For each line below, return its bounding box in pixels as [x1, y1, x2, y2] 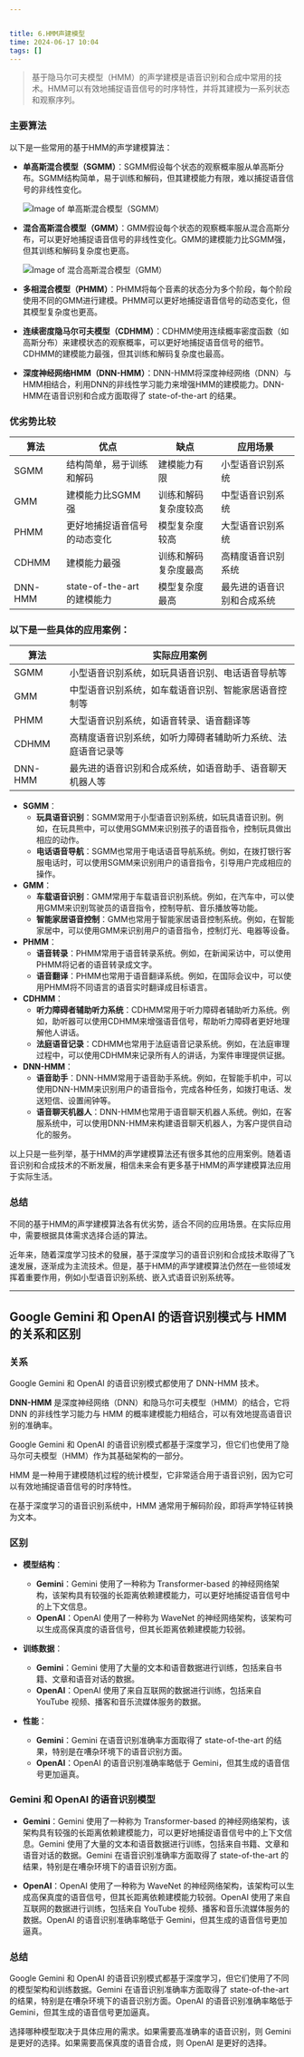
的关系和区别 [9, 1325, 81, 1342]
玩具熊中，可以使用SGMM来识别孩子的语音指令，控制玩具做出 [60, 823, 292, 834]
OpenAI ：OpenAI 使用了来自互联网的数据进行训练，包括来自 [35, 1684, 262, 1695]
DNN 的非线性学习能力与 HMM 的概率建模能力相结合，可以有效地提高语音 [9, 1409, 284, 1420]
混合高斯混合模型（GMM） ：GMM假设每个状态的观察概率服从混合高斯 [22, 222, 282, 233]
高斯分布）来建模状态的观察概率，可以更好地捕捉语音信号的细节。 [22, 336, 269, 347]
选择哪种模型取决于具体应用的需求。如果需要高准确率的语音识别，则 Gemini [9, 2026, 291, 2037]
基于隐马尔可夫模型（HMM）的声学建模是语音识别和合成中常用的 [31, 72, 274, 82]
